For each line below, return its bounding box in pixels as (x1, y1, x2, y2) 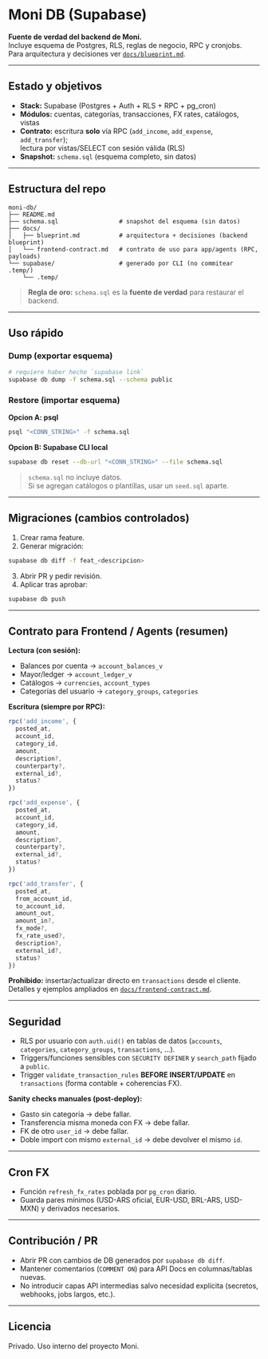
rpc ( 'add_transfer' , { (8, 879, 84, 887)
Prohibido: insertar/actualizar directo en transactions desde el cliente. (8, 976, 241, 986)
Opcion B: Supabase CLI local (8, 443, 108, 452)
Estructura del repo (8, 182, 106, 196)
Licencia (8, 1320, 52, 1333)
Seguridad (8, 1015, 61, 1029)
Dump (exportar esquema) (8, 350, 113, 361)
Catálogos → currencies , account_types (19, 678, 151, 688)
